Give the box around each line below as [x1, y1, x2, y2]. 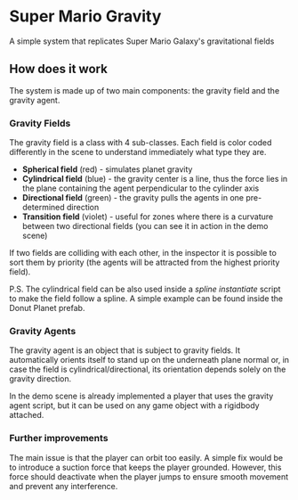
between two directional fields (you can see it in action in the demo [21, 221, 269, 232]
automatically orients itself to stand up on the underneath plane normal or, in [9, 355, 290, 365]
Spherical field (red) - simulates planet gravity [21, 164, 193, 175]
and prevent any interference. [9, 480, 118, 491]
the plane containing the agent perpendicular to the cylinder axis [21, 183, 260, 193]
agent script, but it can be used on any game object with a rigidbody [9, 400, 260, 411]
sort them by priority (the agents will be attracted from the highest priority [9, 257, 280, 268]
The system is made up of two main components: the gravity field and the [9, 85, 280, 95]
